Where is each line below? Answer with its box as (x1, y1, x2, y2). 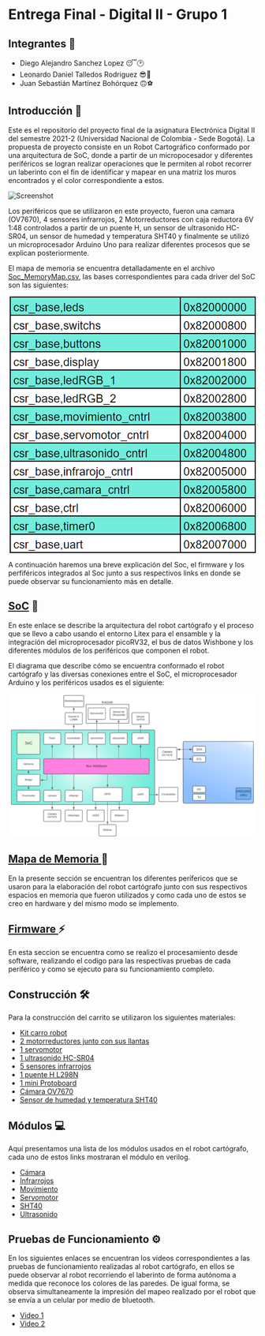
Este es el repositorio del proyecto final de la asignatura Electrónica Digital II (8, 125, 256, 135)
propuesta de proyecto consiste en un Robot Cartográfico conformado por (8, 142, 251, 152)
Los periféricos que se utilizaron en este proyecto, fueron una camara (8, 206, 235, 215)
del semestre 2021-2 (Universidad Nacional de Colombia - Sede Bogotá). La (8, 133, 255, 143)
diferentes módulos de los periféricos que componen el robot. (8, 646, 210, 655)
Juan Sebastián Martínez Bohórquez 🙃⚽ (19, 79, 154, 88)
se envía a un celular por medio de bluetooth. (8, 1296, 155, 1305)
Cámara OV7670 (19, 1087, 73, 1096)
